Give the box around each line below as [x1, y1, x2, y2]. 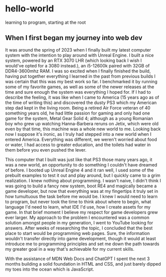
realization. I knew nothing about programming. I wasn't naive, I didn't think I [5, 177, 161, 183]
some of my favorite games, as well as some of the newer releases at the [5, 84, 155, 90]
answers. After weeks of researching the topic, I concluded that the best [5, 225, 153, 231]
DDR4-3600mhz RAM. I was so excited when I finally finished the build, [5, 68, 151, 74]
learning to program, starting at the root [5, 19, 86, 25]
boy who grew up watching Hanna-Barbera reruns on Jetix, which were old [5, 120, 159, 126]
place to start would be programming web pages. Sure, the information [5, 230, 150, 236]
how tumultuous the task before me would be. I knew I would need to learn [5, 193, 158, 199]
